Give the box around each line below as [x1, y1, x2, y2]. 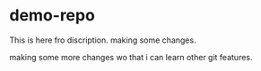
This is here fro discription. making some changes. [9, 35, 196, 45]
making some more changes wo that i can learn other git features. [9, 51, 253, 62]
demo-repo [9, 5, 96, 26]
